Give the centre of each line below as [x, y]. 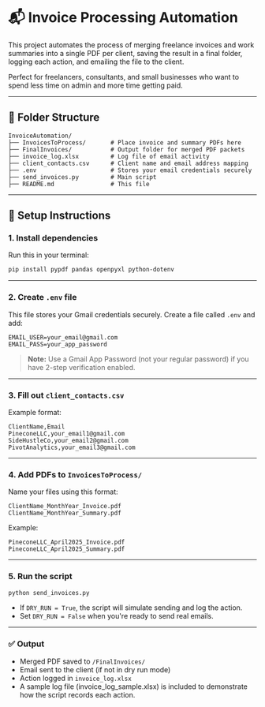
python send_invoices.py [49, 593]
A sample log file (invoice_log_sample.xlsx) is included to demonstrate [134, 686]
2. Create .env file [43, 297]
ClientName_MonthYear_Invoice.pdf [65, 507]
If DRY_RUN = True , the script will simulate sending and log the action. [131, 608]
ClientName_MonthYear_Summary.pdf [65, 513]
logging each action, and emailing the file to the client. [96, 62]
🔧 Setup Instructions [60, 216]
